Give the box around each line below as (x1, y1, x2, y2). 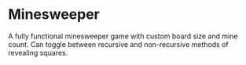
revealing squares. (8, 48, 68, 57)
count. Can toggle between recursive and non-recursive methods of (8, 39, 229, 49)
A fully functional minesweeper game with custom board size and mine (8, 31, 238, 41)
